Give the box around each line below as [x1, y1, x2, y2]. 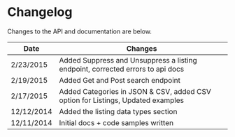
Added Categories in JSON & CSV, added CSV [59, 86, 211, 96]
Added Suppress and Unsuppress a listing [59, 55, 197, 65]
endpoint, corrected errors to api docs [59, 64, 185, 74]
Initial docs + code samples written [59, 118, 173, 127]
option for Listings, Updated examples [59, 95, 184, 105]
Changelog [7, 4, 73, 20]
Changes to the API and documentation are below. [7, 27, 152, 35]
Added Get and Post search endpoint [59, 75, 180, 85]
